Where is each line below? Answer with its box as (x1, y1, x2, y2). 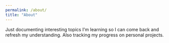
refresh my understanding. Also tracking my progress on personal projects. (5, 32, 164, 38)
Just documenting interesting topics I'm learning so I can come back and (5, 26, 159, 32)
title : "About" (5, 12, 38, 17)
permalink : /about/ (5, 7, 47, 13)
